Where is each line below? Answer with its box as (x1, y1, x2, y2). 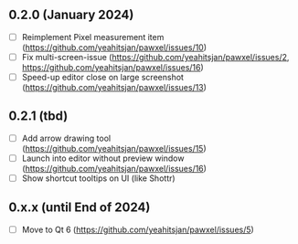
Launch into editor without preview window (21, 153, 185, 164)
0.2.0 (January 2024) (8, 7, 134, 23)
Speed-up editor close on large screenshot (21, 71, 185, 82)
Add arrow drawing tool (21, 133, 112, 143)
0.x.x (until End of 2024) (8, 200, 151, 216)
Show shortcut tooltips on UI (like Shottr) (21, 173, 176, 184)
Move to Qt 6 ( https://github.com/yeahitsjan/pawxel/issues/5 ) (21, 224, 255, 235)
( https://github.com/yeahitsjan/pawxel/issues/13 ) (21, 82, 208, 92)
